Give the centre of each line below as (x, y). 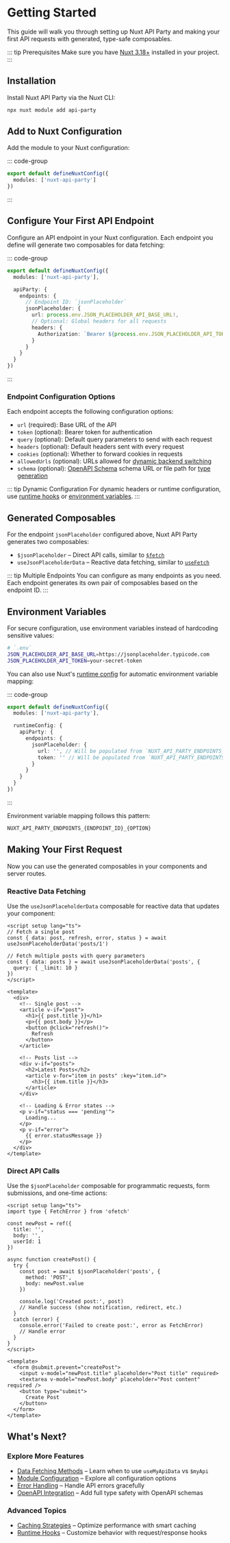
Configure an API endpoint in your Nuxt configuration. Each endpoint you (110, 237)
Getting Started (52, 13)
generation (32, 476)
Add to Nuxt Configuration (65, 132)
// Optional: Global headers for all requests (99, 321)
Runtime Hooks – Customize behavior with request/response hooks (112, 1533)
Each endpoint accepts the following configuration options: (90, 412)
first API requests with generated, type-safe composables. (90, 38)
